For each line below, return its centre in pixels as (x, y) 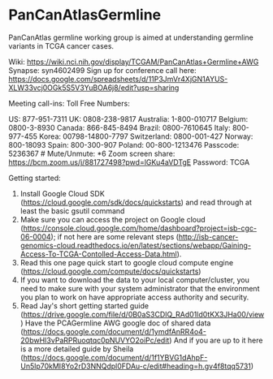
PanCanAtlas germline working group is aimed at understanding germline (131, 37)
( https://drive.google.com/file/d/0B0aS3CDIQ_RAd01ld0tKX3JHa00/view (142, 314)
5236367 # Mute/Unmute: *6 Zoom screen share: (92, 153)
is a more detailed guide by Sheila (77, 349)
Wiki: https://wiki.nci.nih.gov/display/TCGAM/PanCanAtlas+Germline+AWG (134, 62)
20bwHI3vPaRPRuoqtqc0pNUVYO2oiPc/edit (95, 340)
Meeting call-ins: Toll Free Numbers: (69, 103)
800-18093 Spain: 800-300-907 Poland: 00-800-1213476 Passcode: (124, 144)
